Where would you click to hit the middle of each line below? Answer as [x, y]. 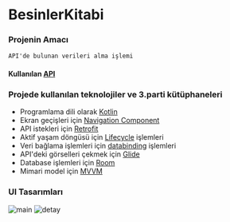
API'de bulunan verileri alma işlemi [71, 56]
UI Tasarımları [36, 192]
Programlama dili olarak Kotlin [68, 112]
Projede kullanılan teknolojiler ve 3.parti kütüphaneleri [115, 95]
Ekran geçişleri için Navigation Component [90, 121]
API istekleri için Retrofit [59, 129]
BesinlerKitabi [56, 15]
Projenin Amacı [39, 40]
